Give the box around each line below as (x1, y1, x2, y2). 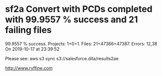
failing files (5, 25, 52, 36)
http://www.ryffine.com (5, 65, 53, 71)
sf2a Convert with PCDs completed (5, 3, 153, 15)
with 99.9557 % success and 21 (5, 14, 138, 25)
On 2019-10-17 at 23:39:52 (5, 46, 60, 52)
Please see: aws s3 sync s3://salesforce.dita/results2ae (5, 55, 119, 61)
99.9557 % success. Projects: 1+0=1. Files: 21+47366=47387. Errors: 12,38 (5, 40, 158, 46)
